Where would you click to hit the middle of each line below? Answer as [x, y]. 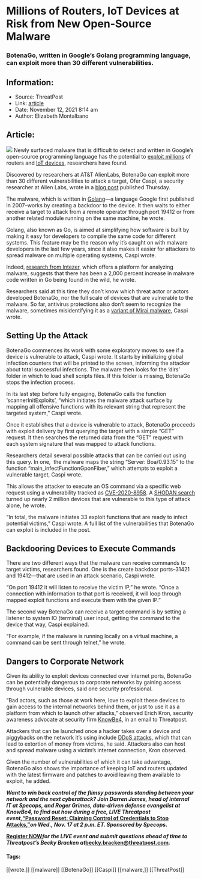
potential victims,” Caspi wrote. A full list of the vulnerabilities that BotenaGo [100, 523]
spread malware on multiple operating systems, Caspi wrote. [81, 255]
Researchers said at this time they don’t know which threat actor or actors [97, 291]
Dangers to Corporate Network [65, 661]
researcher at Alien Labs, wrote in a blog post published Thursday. [88, 187]
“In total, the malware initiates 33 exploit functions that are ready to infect [97, 517]
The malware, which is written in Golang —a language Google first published [100, 199]
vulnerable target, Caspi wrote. [44, 474]
